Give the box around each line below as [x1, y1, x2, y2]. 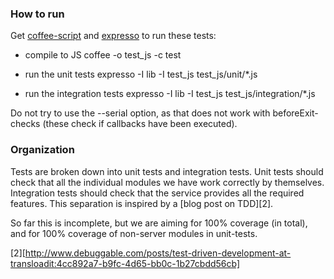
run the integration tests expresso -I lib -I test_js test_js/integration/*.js [24, 88, 316, 100]
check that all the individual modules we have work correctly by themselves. [10, 176, 325, 188]
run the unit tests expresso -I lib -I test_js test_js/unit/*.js [24, 68, 258, 81]
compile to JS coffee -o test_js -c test [24, 49, 182, 61]
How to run [10, 7, 65, 21]
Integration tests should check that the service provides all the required [10, 187, 305, 199]
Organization [10, 143, 75, 157]
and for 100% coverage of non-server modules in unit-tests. [10, 227, 258, 239]
